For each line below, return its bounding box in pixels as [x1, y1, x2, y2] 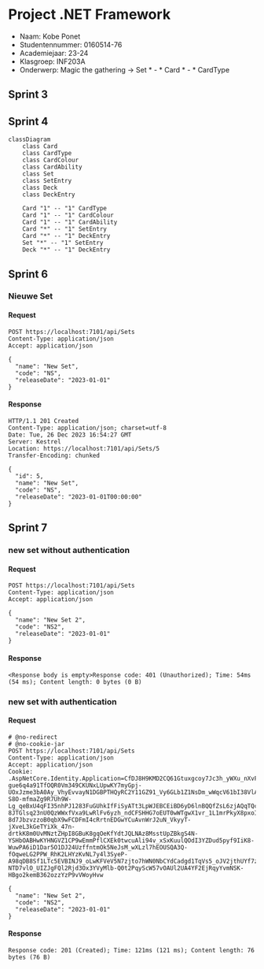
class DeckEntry [22, 191, 76, 199]
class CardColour [22, 156, 79, 165]
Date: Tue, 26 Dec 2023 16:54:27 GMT [8, 431, 132, 439]
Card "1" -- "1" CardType [22, 205, 108, 213]
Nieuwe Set [8, 291, 53, 302]
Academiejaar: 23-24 [19, 48, 89, 58]
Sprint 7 [8, 522, 48, 535]
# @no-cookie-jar [8, 740, 65, 748]
